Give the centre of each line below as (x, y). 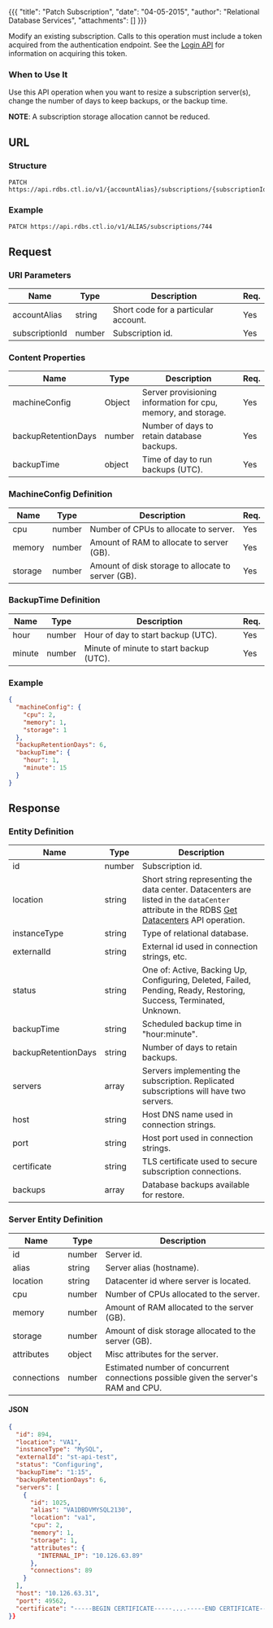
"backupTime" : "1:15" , (54, 1472)
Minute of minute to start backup (147, 648)
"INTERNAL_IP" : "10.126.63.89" (91, 1556)
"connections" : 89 (61, 1571)
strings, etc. (165, 957)
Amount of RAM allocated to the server (180, 1307)
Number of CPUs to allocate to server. (162, 529)
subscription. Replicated (188, 1081)
